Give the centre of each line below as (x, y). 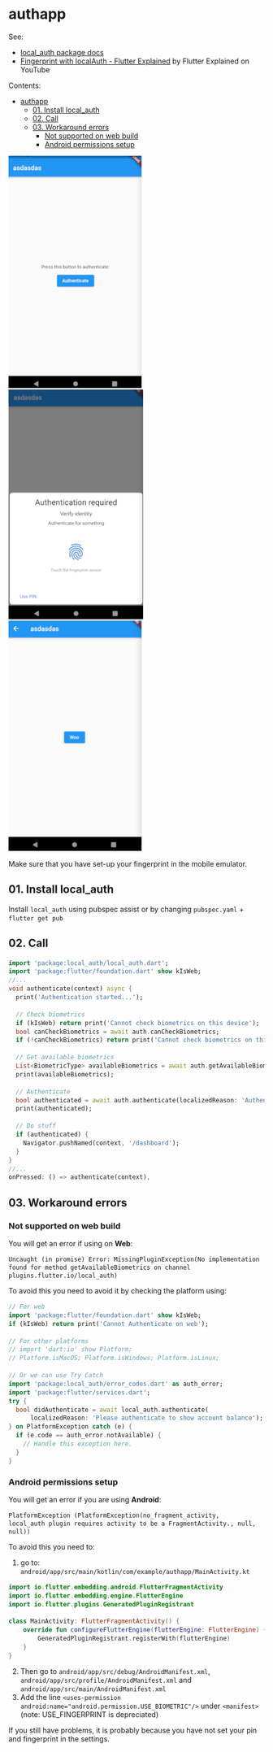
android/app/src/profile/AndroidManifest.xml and (106, 1680)
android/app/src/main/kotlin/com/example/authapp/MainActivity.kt (135, 1572)
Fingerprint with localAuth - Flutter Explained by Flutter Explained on (134, 61)
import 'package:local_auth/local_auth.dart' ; (89, 963)
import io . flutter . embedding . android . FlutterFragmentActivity (116, 1587)
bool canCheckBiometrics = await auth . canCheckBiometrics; (118, 1032)
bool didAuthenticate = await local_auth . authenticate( (112, 1410)
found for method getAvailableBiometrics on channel (100, 1267)
